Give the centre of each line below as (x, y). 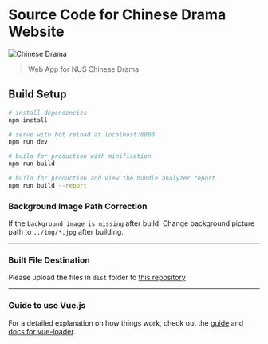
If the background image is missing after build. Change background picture (132, 223)
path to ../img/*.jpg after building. (66, 232)
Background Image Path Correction (78, 206)
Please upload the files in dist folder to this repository (97, 278)
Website (36, 32)
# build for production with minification (80, 156)
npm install (28, 120)
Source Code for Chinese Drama (117, 15)
